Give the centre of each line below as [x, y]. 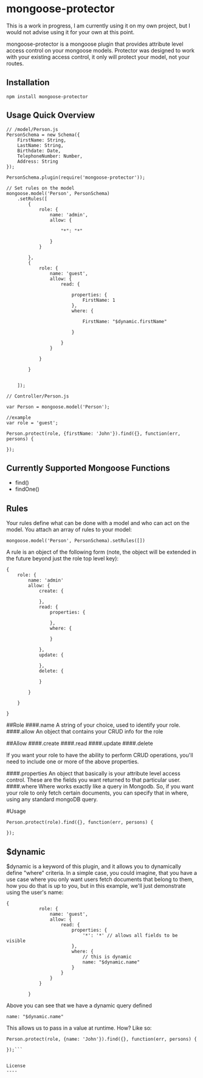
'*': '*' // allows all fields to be [130, 935]
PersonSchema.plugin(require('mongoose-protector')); [76, 177]
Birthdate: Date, [39, 151]
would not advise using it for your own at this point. [71, 32]
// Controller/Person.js [38, 396]
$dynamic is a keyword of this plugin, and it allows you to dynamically [94, 866]
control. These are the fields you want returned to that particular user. [94, 780]
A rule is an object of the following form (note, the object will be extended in [101, 552]
